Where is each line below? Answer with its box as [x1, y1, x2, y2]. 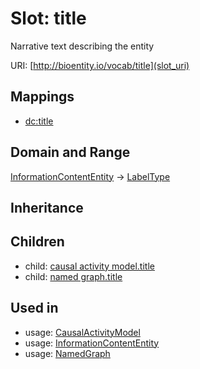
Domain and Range [10, 144, 131, 161]
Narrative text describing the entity [10, 40, 155, 52]
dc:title [24, 115, 54, 127]
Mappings [10, 88, 75, 106]
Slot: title [10, 7, 87, 30]
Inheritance [10, 199, 84, 216]
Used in [10, 300, 59, 317]
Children [10, 233, 65, 251]
